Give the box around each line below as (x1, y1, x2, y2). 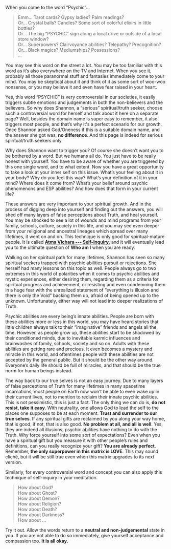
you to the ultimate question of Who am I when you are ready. (5, 244, 135, 250)
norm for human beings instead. (5, 368, 73, 373)
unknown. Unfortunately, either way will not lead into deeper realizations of (5, 298, 163, 304)
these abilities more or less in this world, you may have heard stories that (5, 319, 159, 325)
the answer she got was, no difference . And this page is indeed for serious (5, 132, 163, 138)
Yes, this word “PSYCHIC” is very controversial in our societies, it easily (5, 94, 156, 100)
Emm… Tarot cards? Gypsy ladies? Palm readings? (17, 14, 124, 20)
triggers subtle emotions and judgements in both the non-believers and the (5, 99, 163, 105)
